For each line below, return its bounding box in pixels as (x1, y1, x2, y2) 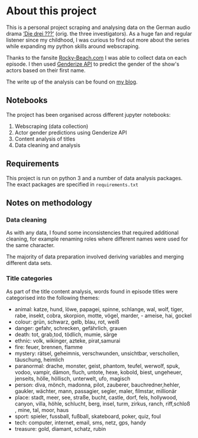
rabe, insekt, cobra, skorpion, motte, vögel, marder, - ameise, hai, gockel (14, 312, 192, 319)
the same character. (6, 242, 55, 249)
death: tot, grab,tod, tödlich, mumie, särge (14, 331, 118, 338)
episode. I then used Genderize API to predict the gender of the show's (6, 60, 180, 68)
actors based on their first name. (6, 66, 86, 73)
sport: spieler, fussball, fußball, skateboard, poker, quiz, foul (14, 413, 161, 420)
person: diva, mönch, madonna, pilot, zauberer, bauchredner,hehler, (14, 381, 180, 388)
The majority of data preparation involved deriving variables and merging (6, 253, 184, 260)
